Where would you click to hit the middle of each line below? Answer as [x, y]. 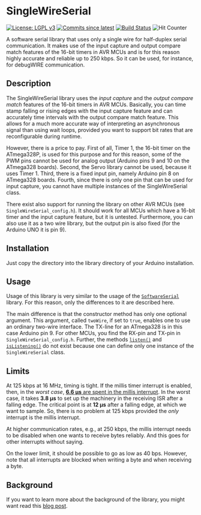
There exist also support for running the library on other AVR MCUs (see [95, 204]
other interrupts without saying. [45, 442]
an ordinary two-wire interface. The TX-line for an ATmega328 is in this [94, 327]
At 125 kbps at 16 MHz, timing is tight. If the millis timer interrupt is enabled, [99, 386]
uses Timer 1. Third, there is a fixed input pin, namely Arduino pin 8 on [93, 173]
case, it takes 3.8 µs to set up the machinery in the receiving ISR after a [94, 398]
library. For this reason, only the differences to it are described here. [91, 302]
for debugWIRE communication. [46, 65]
